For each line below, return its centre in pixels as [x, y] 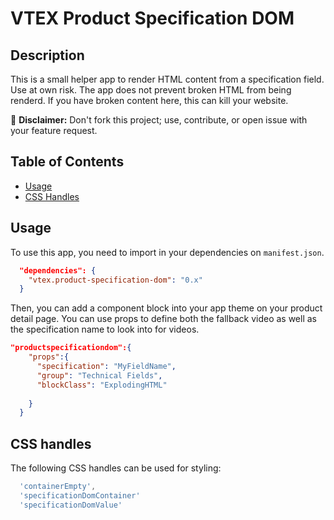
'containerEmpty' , [58, 487]
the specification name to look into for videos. [105, 329]
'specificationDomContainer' [80, 495]
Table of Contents [67, 162]
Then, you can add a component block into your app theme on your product [166, 308]
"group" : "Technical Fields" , [99, 375]
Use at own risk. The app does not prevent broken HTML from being [151, 90]
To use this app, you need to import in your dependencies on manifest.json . [167, 252]
